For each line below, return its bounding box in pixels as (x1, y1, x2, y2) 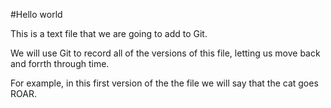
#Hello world (10, 9, 63, 20)
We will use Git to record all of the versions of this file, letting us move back (10, 47, 321, 59)
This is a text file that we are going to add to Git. (10, 28, 208, 39)
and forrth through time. (10, 58, 110, 69)
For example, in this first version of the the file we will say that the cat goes (10, 77, 319, 89)
